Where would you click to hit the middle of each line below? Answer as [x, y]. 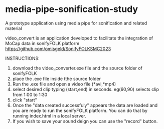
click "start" [25, 100]
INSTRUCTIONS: [22, 58]
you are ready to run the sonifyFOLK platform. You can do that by [80, 110]
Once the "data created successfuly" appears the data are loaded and [85, 105]
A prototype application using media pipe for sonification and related [76, 23]
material [14, 28]
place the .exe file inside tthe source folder [57, 78]
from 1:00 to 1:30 [30, 94]
